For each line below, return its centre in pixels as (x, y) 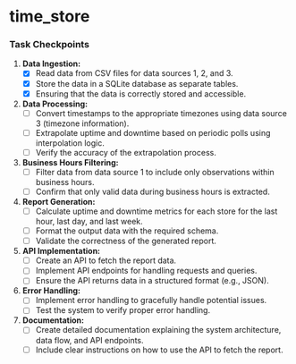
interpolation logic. (70, 143)
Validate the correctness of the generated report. (126, 241)
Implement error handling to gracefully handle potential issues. (151, 301)
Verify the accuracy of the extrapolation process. (126, 152)
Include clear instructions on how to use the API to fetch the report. (159, 350)
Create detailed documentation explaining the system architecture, (158, 330)
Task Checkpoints (49, 45)
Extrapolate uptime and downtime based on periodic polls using (153, 132)
